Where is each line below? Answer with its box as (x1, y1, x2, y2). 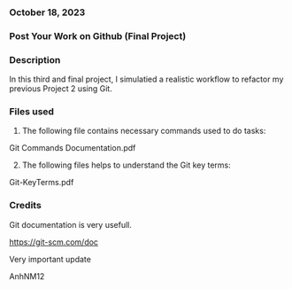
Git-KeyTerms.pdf (9, 177, 74, 188)
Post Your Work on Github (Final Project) (9, 29, 187, 42)
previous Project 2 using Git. (9, 83, 112, 94)
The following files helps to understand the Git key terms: (21, 160, 232, 170)
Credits (9, 199, 42, 212)
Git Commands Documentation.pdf (9, 143, 136, 153)
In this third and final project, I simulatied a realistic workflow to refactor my (9, 74, 284, 85)
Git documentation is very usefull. (9, 219, 133, 230)
